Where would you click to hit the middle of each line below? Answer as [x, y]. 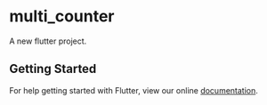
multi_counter [62, 16]
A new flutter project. [48, 41]
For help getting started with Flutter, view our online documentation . [133, 90]
